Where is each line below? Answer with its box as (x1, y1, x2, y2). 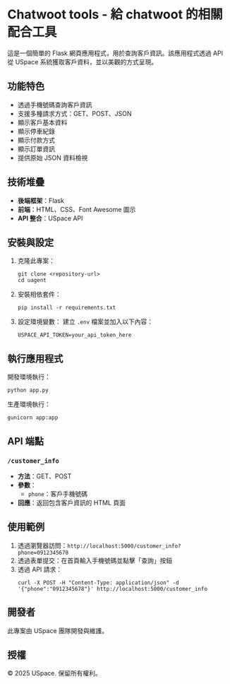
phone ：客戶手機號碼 (28, 489, 88, 498)
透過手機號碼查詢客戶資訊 (17, 100, 92, 109)
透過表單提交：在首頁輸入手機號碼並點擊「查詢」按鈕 (17, 556, 173, 565)
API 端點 (7, 435, 44, 447)
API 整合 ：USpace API (17, 213, 83, 223)
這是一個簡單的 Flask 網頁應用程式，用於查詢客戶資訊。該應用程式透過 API (7, 49, 224, 57)
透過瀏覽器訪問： (17, 541, 68, 550)
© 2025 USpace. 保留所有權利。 (7, 669, 102, 678)
